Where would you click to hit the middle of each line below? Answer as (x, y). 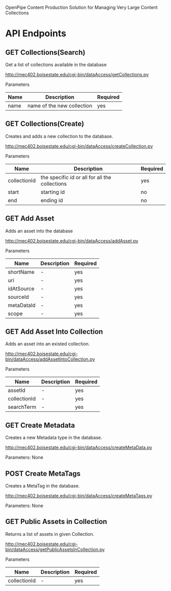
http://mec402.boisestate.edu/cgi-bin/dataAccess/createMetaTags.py (79, 496)
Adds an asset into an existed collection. (48, 344)
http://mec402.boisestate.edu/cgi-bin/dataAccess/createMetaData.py (79, 448)
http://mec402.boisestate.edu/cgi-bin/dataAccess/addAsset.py (72, 240)
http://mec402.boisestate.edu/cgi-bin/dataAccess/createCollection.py (79, 146)
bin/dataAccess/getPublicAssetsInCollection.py (55, 549)
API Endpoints (36, 34)
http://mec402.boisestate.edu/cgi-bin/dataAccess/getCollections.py (77, 74)
